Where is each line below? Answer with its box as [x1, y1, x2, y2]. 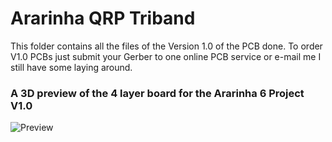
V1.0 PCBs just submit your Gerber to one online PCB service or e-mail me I [10, 50, 322, 62]
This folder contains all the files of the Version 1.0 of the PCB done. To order [10, 40, 323, 52]
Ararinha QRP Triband [10, 7, 196, 30]
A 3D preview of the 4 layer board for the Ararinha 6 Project [10, 86, 305, 100]
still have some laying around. [10, 61, 133, 73]
